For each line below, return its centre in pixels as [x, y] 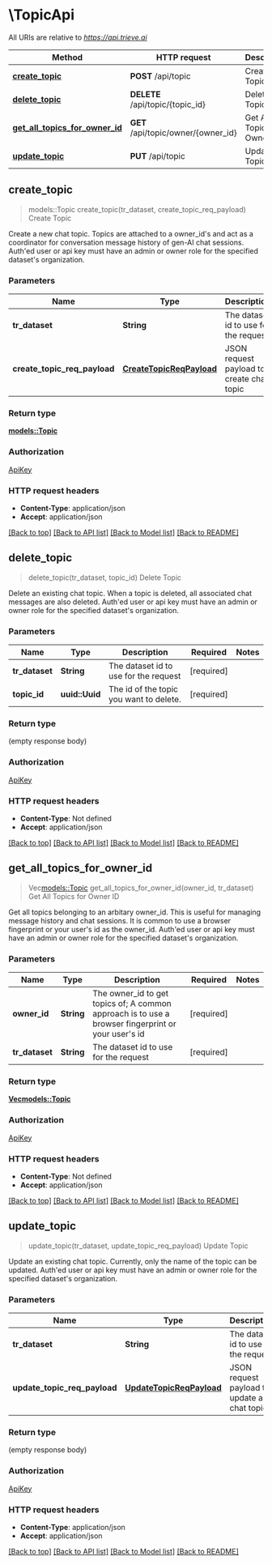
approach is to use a [131, 1014]
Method [68, 57]
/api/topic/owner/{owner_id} [183, 133]
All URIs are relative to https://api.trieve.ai [78, 37]
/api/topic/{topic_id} [168, 104]
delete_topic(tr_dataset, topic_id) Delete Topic [105, 577]
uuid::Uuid [81, 694]
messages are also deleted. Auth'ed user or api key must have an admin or [133, 602]
